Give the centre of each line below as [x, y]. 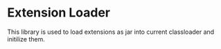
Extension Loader [59, 13]
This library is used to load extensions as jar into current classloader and [111, 32]
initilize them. [26, 39]
